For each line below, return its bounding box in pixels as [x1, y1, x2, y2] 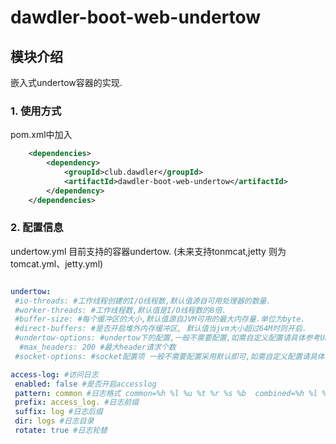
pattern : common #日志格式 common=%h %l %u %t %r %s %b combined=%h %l [14, 388, 318, 398]
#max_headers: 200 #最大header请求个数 [19, 342, 177, 353]
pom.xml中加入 [10, 129, 73, 141]
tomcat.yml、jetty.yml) [10, 257, 104, 270]
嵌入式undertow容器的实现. [10, 77, 123, 88]
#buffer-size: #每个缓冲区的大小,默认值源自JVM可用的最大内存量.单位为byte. [14, 314, 306, 325]
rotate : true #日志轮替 [14, 426, 108, 436]
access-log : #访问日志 [10, 369, 99, 380]
